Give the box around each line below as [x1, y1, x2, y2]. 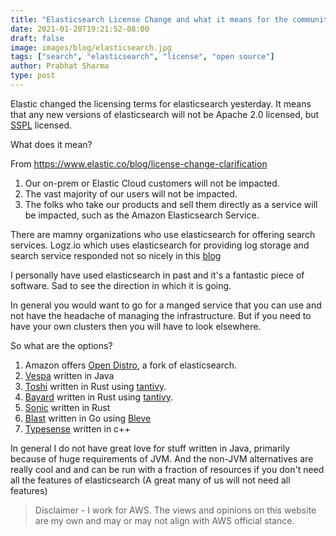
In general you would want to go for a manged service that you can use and [10, 299, 322, 311]
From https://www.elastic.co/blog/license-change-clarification [10, 157, 268, 170]
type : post [10, 71, 56, 81]
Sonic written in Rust [24, 401, 111, 413]
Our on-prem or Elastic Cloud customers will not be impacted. [24, 177, 280, 189]
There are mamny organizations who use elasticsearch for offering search [10, 228, 316, 240]
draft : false [10, 33, 65, 43]
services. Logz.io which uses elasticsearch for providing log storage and [10, 239, 310, 251]
